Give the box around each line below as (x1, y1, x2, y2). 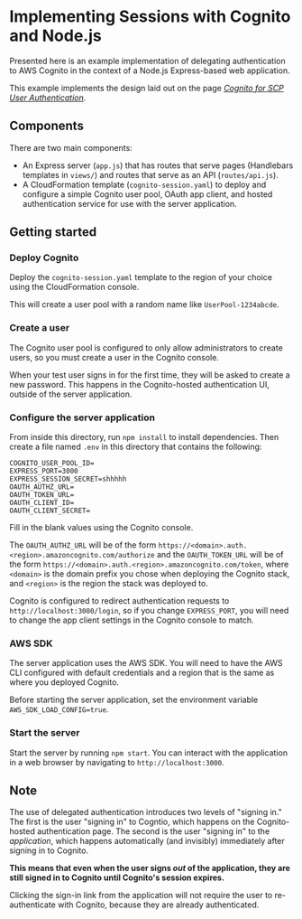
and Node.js (9, 25, 102, 46)
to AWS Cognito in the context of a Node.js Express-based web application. (9, 65, 290, 76)
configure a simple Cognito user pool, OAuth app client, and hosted (22, 188, 273, 200)
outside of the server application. (9, 389, 133, 399)
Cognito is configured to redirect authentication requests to (9, 595, 230, 606)
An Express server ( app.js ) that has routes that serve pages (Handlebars (22, 160, 294, 171)
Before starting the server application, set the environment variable (9, 694, 259, 706)
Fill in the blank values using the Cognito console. (9, 522, 194, 533)
